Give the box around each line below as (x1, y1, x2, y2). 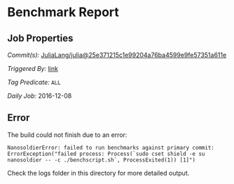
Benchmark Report (7, 4, 119, 20)
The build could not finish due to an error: (7, 131, 128, 139)
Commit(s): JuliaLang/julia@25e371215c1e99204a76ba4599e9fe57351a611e (7, 51, 227, 59)
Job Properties (7, 32, 74, 44)
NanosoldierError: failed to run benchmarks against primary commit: (7, 144, 215, 151)
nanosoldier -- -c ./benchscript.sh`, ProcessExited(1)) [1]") (7, 156, 196, 164)
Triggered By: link (7, 65, 58, 72)
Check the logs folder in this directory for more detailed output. (7, 169, 190, 177)
